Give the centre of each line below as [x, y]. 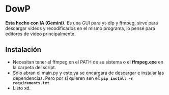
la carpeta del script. [34, 67]
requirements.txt [31, 83]
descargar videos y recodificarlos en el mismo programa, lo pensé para [80, 28]
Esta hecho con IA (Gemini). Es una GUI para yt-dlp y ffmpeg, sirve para [82, 23]
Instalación [23, 50]
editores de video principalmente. [40, 34]
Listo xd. [22, 88]
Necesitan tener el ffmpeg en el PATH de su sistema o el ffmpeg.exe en [88, 62]
